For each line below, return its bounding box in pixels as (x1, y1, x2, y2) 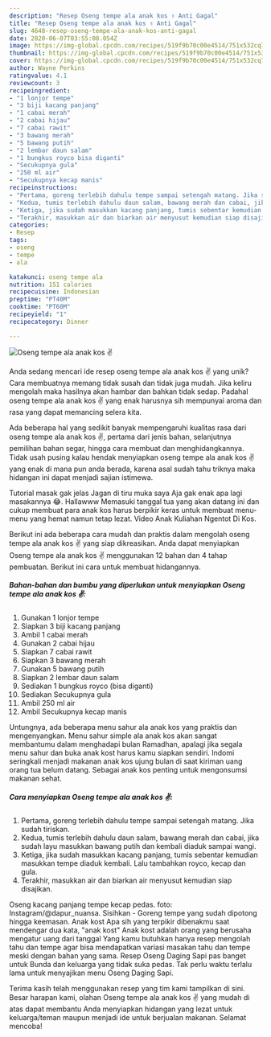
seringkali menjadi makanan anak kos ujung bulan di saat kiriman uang (9, 756, 243, 766)
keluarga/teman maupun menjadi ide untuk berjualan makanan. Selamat (9, 1012, 247, 1022)
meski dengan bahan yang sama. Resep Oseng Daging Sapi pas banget (9, 950, 246, 961)
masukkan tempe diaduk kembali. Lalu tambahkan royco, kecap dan (20, 858, 246, 868)
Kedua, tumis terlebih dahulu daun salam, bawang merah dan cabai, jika (20, 833, 260, 842)
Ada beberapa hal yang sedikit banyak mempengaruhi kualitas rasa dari (9, 423, 247, 432)
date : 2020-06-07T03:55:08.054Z (9, 34, 117, 43)
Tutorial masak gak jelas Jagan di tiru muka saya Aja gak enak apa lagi (9, 488, 243, 498)
